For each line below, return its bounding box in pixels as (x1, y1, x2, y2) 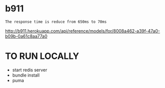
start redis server (12, 67, 48, 73)
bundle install (12, 72, 40, 78)
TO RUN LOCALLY (5, 50, 80, 62)
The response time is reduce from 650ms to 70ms (5, 19, 107, 24)
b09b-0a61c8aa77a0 (5, 33, 48, 39)
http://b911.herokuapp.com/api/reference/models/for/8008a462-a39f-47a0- (5, 28, 160, 34)
